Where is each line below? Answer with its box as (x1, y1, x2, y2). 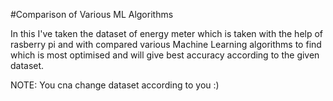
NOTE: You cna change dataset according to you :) (10, 79, 220, 91)
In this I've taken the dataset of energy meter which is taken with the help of (10, 28, 324, 39)
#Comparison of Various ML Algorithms (10, 9, 174, 20)
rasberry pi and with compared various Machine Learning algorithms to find (10, 39, 322, 50)
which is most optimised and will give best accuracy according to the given (10, 49, 320, 61)
